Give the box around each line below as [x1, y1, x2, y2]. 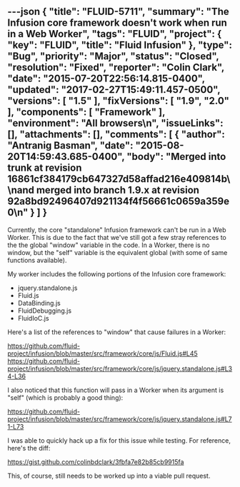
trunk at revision [7, 162, 82, 174]
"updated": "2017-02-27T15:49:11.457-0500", [7, 84, 221, 96]
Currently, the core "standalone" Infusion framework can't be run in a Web [7, 225, 226, 234]
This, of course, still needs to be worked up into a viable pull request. [7, 471, 211, 480]
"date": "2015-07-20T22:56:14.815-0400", [7, 73, 205, 85]
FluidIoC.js [17, 313, 49, 322]
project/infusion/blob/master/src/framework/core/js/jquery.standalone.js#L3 [7, 364, 233, 373]
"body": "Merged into [126, 151, 226, 163]
